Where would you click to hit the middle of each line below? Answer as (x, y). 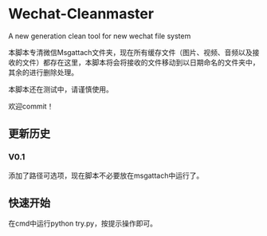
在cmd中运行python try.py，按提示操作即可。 (83, 223)
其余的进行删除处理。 (43, 72)
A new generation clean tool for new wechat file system (100, 36)
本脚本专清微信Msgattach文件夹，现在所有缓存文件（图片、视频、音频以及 (130, 52)
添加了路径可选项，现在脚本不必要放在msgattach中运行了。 (106, 175)
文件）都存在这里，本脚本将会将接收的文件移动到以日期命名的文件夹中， (141, 62)
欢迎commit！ (31, 106)
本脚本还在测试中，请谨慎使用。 (61, 89)
